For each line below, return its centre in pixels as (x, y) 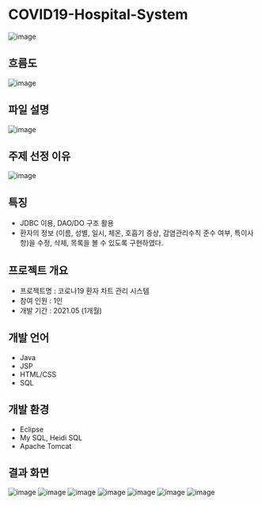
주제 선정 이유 (40, 156)
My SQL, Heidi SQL (51, 438)
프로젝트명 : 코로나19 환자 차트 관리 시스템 (84, 291)
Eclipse (32, 429)
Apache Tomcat (46, 446)
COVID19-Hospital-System (98, 15)
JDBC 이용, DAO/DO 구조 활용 (67, 223)
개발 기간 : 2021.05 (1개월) (61, 311)
